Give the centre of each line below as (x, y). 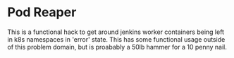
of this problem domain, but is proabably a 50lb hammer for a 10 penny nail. (117, 47)
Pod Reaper (42, 12)
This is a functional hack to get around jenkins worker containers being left (116, 32)
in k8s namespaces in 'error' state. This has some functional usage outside (116, 39)
